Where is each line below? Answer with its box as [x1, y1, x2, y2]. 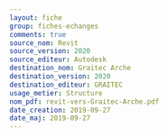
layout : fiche [9, 13, 63, 23]
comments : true [9, 30, 67, 39]
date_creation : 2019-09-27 [9, 105, 111, 114]
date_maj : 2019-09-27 [9, 114, 91, 123]
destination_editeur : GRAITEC [9, 80, 124, 89]
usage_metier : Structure [9, 88, 103, 97]
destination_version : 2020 [9, 72, 111, 81]
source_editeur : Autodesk [9, 55, 107, 64]
